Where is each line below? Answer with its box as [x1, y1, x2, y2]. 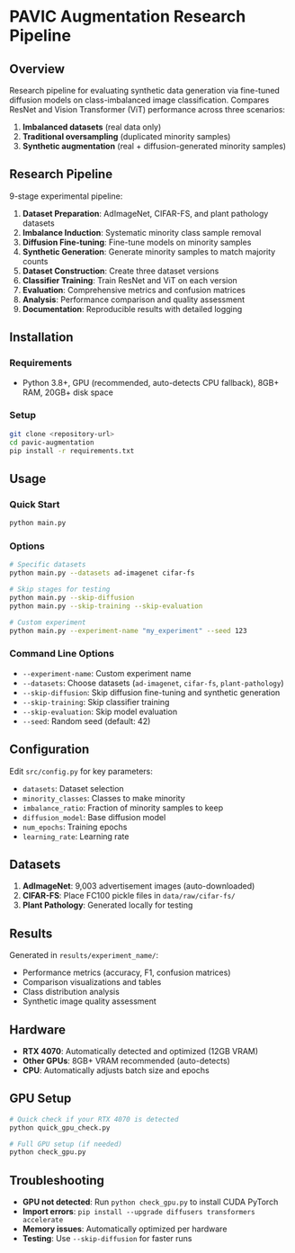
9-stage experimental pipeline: [9, 191, 123, 201]
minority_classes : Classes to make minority [22, 792, 186, 803]
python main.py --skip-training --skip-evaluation [9, 601, 203, 611]
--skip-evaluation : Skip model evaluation [22, 706, 178, 717]
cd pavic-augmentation [9, 438, 94, 447]
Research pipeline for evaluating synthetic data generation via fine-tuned [9, 85, 281, 95]
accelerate [22, 1216, 64, 1225]
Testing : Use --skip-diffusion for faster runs [22, 1233, 192, 1244]
